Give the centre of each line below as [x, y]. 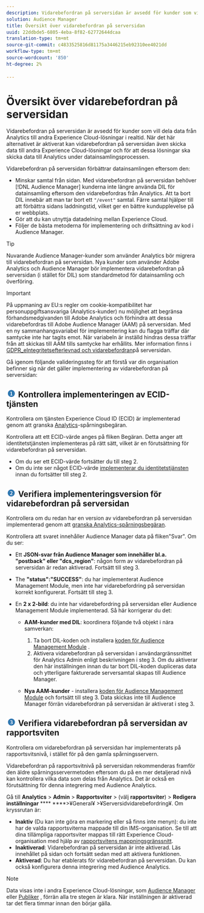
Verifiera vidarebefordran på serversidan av [103, 723]
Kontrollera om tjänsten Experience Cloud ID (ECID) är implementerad [93, 419]
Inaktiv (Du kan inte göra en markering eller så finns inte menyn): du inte [106, 821]
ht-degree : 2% [24, 64]
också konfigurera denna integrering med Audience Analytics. [93, 867]
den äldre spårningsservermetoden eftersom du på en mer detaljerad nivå [99, 772]
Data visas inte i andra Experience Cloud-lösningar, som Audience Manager [101, 890]
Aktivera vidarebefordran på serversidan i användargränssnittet [113, 653]
